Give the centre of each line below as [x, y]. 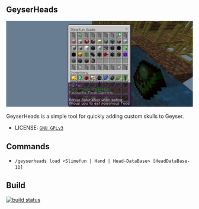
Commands [28, 147]
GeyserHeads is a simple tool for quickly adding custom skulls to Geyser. [95, 116]
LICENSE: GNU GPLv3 [39, 128]
